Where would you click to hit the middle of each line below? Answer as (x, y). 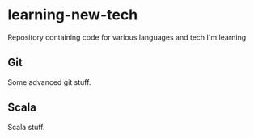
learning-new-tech (73, 15)
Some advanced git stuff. (49, 82)
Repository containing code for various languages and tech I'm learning (127, 37)
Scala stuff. (26, 127)
